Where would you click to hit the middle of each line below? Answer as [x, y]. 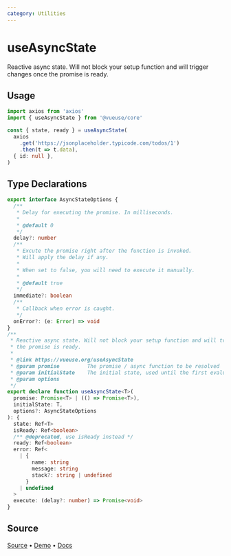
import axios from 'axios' [46, 112]
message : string [55, 469]
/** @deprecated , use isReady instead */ [74, 437]
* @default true [40, 283]
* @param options [35, 379]
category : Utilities [37, 13]
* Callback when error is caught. [66, 309]
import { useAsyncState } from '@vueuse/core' [75, 118]
